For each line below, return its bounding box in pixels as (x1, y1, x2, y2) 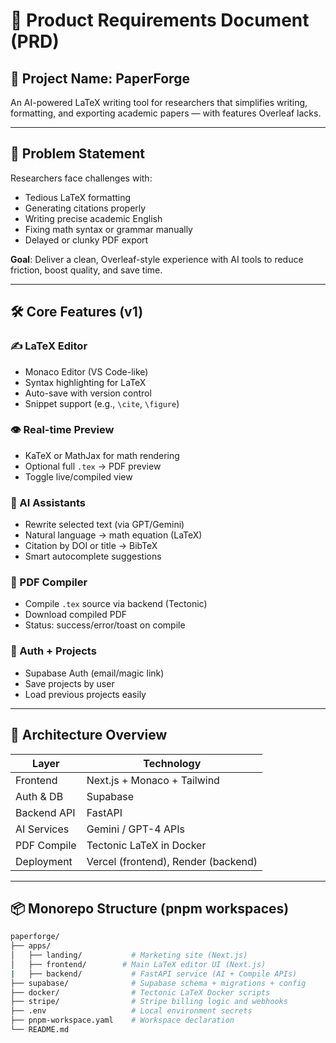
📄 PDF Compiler (10, 575, 88, 589)
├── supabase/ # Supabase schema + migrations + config (10, 978, 307, 988)
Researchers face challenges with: (10, 172, 153, 184)
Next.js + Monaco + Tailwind (86, 773, 220, 787)
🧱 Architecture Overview (10, 727, 168, 744)
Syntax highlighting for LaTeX (24, 376, 147, 388)
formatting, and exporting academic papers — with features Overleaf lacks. (10, 107, 322, 119)
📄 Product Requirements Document (10, 9, 310, 32)
